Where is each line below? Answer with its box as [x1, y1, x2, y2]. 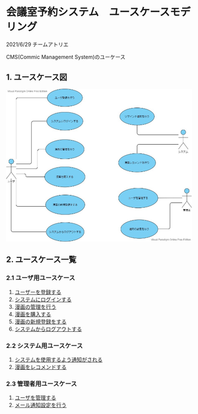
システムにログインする [14, 296, 72, 303]
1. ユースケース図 [6, 72, 68, 83]
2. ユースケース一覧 [6, 255, 77, 265]
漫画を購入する [14, 311, 51, 318]
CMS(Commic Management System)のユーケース [6, 53, 126, 60]
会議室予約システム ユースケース [6, 5, 170, 19]
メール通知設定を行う [14, 402, 67, 409]
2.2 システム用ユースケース [6, 341, 83, 350]
